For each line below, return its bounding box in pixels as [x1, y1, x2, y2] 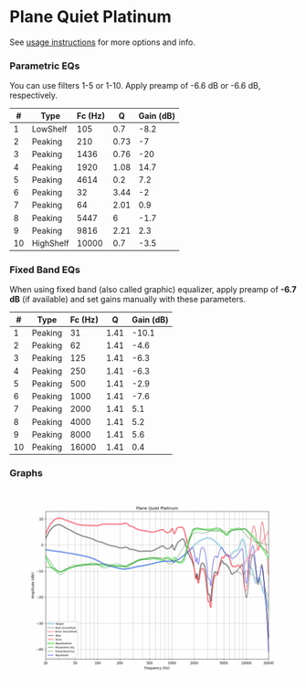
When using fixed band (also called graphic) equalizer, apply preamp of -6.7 [9, 284, 297, 295]
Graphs [9, 467, 43, 480]
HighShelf [31, 238, 69, 249]
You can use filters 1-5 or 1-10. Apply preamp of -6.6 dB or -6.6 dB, [9, 80, 261, 91]
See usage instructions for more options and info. [9, 37, 196, 48]
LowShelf [31, 123, 68, 134]
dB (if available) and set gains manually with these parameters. [9, 294, 247, 305]
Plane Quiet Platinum [9, 6, 172, 27]
